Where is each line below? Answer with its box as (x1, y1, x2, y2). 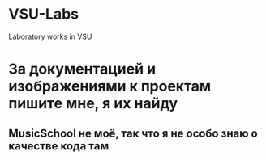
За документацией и (8, 60, 157, 78)
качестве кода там (8, 139, 109, 153)
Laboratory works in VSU (8, 32, 92, 41)
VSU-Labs (8, 5, 79, 23)
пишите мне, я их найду (8, 95, 178, 113)
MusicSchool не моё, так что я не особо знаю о (8, 126, 258, 140)
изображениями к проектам (8, 78, 212, 95)
